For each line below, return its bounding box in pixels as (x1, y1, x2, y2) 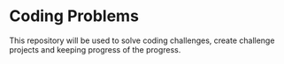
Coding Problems (9, 6, 140, 26)
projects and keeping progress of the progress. (9, 44, 181, 54)
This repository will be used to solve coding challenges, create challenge (9, 35, 275, 46)
